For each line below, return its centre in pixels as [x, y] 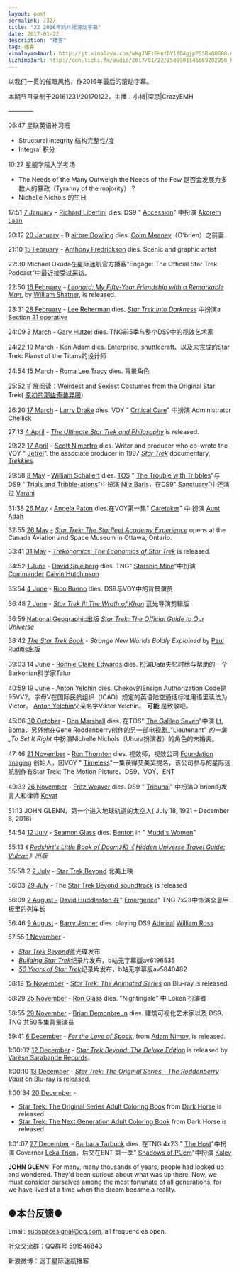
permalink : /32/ [32, 21]
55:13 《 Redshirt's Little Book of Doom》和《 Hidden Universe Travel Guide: [117, 847]
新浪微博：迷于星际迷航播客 [49, 1261]
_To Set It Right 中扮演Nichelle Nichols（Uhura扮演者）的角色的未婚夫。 [113, 738]
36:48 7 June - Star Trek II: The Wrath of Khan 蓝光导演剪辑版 [99, 603]
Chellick [20, 418]
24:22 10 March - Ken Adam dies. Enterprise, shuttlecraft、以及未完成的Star [119, 347]
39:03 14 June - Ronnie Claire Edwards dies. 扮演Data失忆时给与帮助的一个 [118, 664]
